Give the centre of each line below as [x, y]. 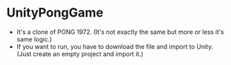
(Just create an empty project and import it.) [80, 54]
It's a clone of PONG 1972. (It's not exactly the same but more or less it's [120, 32]
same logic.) [34, 39]
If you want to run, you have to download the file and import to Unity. [115, 46]
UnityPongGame [55, 13]
